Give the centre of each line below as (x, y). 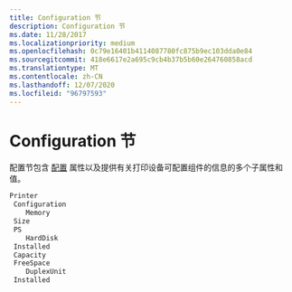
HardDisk (42, 238)
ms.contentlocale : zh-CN (56, 77)
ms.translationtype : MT (54, 69)
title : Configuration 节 (56, 18)
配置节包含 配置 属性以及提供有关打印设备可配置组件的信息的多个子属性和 (146, 167)
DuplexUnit (46, 272)
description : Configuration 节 (68, 26)
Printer (24, 196)
